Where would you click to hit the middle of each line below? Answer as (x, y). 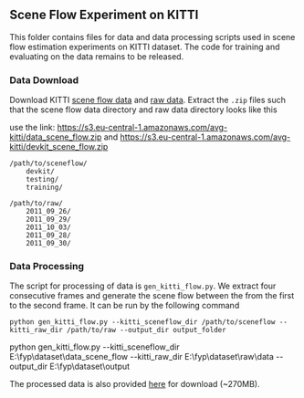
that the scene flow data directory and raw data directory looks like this (143, 110)
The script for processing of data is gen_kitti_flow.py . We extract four (143, 286)
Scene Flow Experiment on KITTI (104, 15)
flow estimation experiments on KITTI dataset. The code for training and (145, 47)
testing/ (42, 180)
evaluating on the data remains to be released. (97, 56)
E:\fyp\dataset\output (90, 367)
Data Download (44, 79)
